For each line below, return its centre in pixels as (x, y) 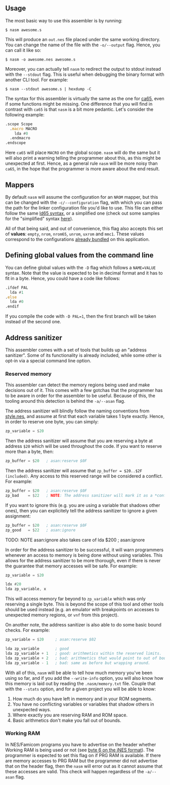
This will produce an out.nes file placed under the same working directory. (83, 39)
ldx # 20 (13, 584)
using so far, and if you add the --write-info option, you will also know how (84, 678)
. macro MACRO (24, 129)
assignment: (18, 516)
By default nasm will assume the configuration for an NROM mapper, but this (82, 197)
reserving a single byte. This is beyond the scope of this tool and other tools (84, 604)
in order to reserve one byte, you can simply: (52, 422)
